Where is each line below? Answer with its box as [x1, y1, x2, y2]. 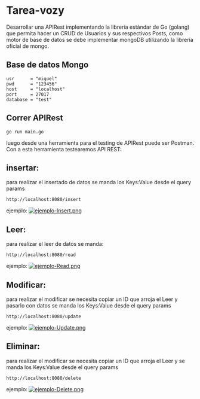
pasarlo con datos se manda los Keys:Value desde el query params [6, 302, 171, 309]
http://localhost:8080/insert [6, 197, 82, 203]
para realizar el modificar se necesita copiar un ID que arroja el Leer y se [6, 357, 185, 364]
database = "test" [6, 96, 52, 102]
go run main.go [6, 129, 44, 135]
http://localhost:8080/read [6, 252, 76, 258]
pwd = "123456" [6, 81, 58, 87]
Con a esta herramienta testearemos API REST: [6, 145, 122, 153]
